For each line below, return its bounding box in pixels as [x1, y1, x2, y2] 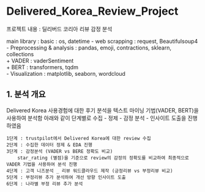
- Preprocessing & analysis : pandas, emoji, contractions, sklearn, [6, 44, 171, 51]
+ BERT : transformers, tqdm [6, 63, 78, 71]
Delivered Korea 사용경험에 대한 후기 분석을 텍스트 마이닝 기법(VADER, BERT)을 [6, 106, 199, 114]
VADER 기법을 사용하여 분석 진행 [6, 161, 78, 168]
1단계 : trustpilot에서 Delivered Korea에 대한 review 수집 [6, 135, 151, 141]
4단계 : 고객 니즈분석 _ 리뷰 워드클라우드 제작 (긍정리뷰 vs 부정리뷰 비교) [6, 168, 173, 174]
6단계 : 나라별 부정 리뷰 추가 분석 [6, 180, 83, 187]
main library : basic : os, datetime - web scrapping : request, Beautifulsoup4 [6, 37, 198, 45]
